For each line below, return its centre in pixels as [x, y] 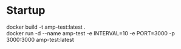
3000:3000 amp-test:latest [40, 39]
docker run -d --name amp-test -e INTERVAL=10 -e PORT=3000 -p [90, 33]
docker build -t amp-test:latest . [46, 27]
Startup [26, 10]
